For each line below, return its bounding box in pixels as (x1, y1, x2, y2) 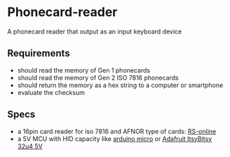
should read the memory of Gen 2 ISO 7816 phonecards (17, 73, 179, 82)
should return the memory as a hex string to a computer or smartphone (17, 81, 224, 89)
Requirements (7, 47, 70, 59)
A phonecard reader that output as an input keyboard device (7, 27, 182, 36)
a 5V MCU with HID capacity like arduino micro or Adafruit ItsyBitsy (17, 134, 212, 143)
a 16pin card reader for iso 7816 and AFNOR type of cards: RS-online (17, 127, 216, 135)
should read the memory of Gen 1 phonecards (17, 66, 151, 74)
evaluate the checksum (17, 88, 86, 96)
